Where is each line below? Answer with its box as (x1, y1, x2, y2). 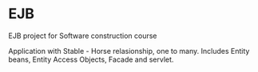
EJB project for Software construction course (8, 31, 157, 40)
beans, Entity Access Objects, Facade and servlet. (8, 55, 174, 64)
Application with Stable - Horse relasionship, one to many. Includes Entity (8, 46, 250, 55)
